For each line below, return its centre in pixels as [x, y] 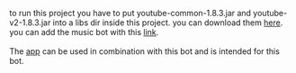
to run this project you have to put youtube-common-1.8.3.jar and [130, 13]
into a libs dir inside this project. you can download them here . [168, 23]
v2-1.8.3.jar [30, 23]
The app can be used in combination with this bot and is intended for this [145, 51]
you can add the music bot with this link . [84, 32]
